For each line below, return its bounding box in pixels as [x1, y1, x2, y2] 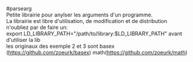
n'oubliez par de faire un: [6, 24, 68, 31]
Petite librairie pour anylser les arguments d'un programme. [6, 11, 153, 18]
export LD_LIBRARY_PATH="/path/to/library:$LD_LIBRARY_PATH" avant [6, 30, 182, 37]
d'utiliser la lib [6, 37, 41, 43]
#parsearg [6, 5, 32, 12]
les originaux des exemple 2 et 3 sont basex [6, 43, 115, 50]
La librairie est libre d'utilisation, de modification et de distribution [6, 18, 167, 24]
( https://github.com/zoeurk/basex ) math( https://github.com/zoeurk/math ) [6, 49, 188, 56]
